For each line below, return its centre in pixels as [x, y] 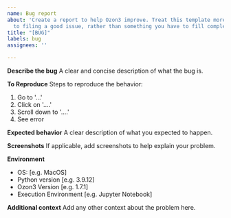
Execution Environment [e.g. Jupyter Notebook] [85, 194]
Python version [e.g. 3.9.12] [56, 180]
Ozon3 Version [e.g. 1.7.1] [53, 187]
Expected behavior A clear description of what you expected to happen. [110, 132]
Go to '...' [30, 97]
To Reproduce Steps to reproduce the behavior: [75, 84]
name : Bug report [32, 13]
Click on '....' [34, 105]
